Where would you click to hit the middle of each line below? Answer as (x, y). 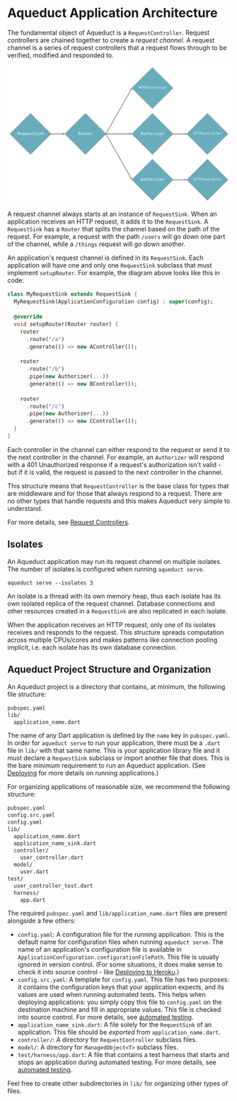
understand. (25, 508)
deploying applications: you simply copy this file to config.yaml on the (120, 1002)
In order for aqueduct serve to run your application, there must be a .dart (114, 743)
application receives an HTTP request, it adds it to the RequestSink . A (108, 221)
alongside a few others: (41, 921)
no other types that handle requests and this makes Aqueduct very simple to (119, 501)
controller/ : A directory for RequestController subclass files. (108, 1039)
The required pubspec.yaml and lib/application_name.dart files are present (117, 913)
